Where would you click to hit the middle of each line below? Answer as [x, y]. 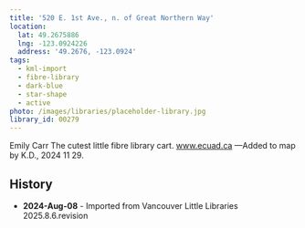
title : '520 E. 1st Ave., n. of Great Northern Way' [112, 18]
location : [28, 26]
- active [34, 103]
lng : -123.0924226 [53, 43]
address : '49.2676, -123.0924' [77, 52]
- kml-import [42, 69]
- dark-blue [41, 86]
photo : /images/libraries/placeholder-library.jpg [108, 111]
